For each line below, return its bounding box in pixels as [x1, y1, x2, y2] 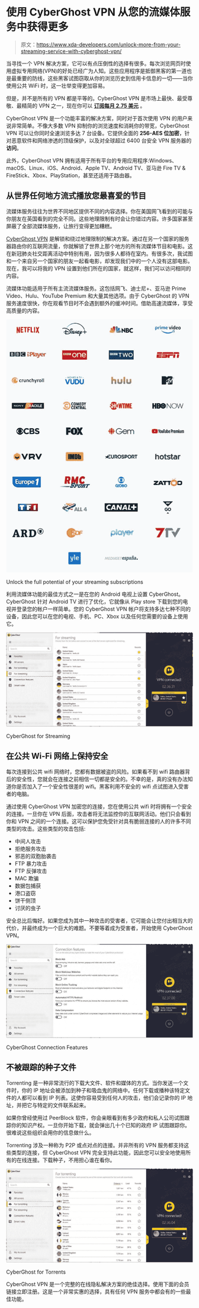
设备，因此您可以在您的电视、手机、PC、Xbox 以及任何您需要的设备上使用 [6, 613, 188, 620]
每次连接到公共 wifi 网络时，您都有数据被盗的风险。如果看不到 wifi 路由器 [6, 768, 185, 775]
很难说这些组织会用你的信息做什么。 [6, 1129, 95, 1136]
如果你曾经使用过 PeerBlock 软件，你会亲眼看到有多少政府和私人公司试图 [6, 1114, 185, 1121]
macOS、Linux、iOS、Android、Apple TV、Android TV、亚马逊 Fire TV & [6, 164, 186, 171]
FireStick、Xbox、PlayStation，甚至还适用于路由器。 [6, 171, 135, 178]
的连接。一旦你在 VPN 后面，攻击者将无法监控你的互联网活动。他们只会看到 [6, 810, 191, 817]
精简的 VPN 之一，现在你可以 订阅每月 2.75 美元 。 [21, 102, 146, 109]
